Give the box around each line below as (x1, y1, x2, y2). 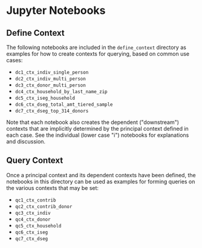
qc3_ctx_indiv (15, 210, 51, 216)
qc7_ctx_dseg (15, 235, 48, 242)
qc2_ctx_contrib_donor (15, 203, 73, 209)
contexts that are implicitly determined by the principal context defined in (6, 125, 189, 132)
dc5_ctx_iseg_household (15, 95, 76, 101)
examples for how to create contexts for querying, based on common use (6, 50, 189, 57)
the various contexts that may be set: (6, 184, 99, 191)
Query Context (6, 155, 64, 166)
